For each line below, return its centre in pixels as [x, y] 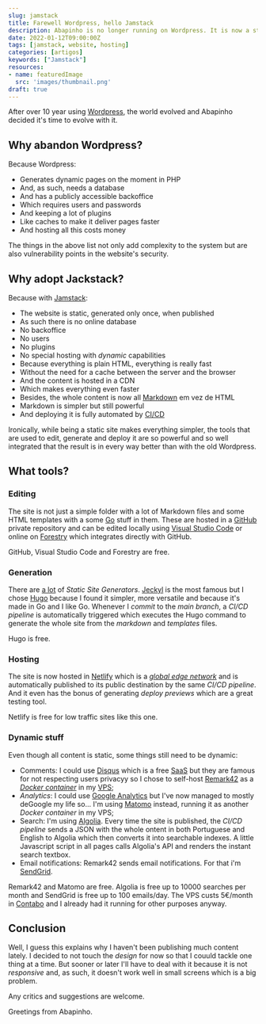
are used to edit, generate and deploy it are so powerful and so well [118, 438]
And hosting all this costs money [73, 230]
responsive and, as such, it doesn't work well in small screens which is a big [132, 972]
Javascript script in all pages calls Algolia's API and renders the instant [135, 846]
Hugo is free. [29, 638]
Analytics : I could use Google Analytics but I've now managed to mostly [137, 795]
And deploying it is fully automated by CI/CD [92, 414]
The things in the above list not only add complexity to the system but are [128, 246]
